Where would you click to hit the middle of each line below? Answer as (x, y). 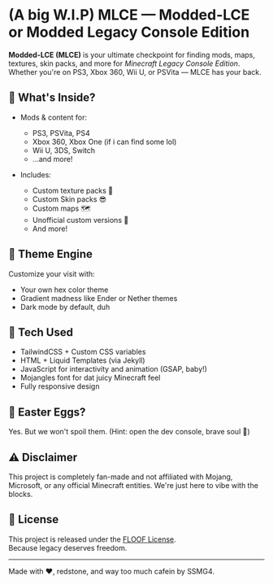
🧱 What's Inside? (52, 98)
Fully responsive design (60, 386)
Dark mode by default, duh (65, 307)
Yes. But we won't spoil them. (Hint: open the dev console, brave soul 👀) (129, 432)
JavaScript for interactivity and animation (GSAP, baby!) (113, 369)
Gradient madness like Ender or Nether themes (99, 298)
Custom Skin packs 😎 (69, 199)
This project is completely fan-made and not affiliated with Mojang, (121, 477)
